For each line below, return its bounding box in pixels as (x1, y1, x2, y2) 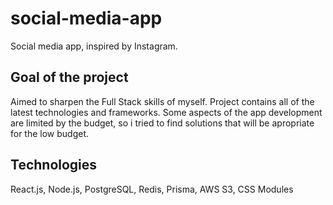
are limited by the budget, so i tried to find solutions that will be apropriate (10, 117, 315, 129)
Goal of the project (10, 69, 129, 86)
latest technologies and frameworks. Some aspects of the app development (10, 106, 323, 118)
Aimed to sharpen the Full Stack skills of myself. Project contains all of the (10, 95, 315, 107)
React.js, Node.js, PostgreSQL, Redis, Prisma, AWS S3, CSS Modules (10, 183, 294, 195)
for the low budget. (10, 127, 90, 139)
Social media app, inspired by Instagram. (10, 40, 178, 52)
